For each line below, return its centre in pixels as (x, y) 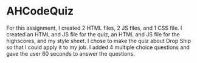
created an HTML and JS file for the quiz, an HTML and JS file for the (93, 34)
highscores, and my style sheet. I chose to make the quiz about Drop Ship (99, 41)
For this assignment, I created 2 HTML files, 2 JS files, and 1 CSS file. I (94, 28)
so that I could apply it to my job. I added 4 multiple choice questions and (98, 47)
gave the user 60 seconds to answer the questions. (71, 53)
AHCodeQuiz (40, 11)
